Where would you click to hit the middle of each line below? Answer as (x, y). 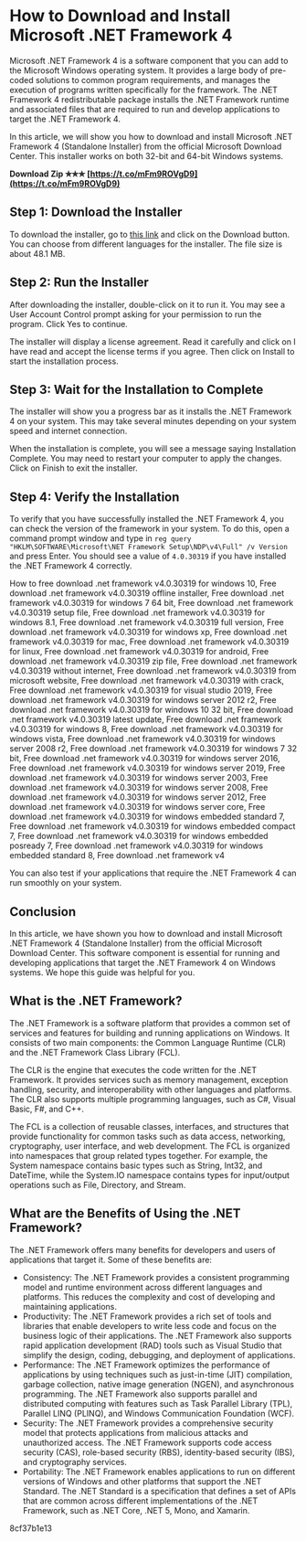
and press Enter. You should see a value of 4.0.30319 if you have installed (148, 556)
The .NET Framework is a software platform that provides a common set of (150, 1023)
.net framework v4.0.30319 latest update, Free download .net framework (146, 719)
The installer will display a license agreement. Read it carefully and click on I (153, 341)
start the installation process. (64, 361)
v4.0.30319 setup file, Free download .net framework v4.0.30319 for (137, 612)
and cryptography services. (75, 1461)
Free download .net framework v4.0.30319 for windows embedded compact (153, 826)
